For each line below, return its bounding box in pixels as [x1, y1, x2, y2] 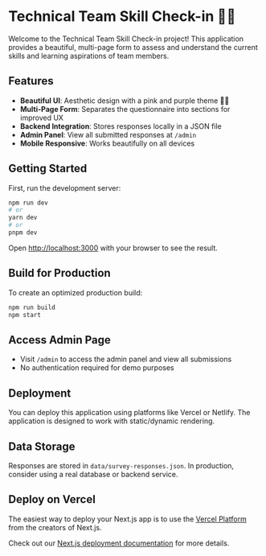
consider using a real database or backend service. [8, 469, 178, 479]
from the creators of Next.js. [8, 522, 102, 532]
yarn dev [8, 213, 38, 222]
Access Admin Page [8, 333, 111, 347]
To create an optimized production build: [8, 287, 143, 297]
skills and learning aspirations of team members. [8, 51, 170, 60]
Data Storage [8, 439, 76, 453]
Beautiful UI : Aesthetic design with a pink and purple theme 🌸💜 [19, 96, 230, 105]
